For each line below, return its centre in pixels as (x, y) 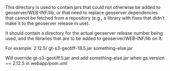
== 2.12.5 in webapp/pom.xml (36, 63)
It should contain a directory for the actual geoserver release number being (84, 33)
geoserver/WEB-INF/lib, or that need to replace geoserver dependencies (82, 13)
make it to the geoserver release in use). (48, 23)
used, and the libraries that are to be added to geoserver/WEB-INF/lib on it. (84, 38)
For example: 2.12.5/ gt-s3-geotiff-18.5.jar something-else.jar (69, 48)
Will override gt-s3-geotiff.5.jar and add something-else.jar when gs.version (85, 58)
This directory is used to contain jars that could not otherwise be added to (83, 7)
